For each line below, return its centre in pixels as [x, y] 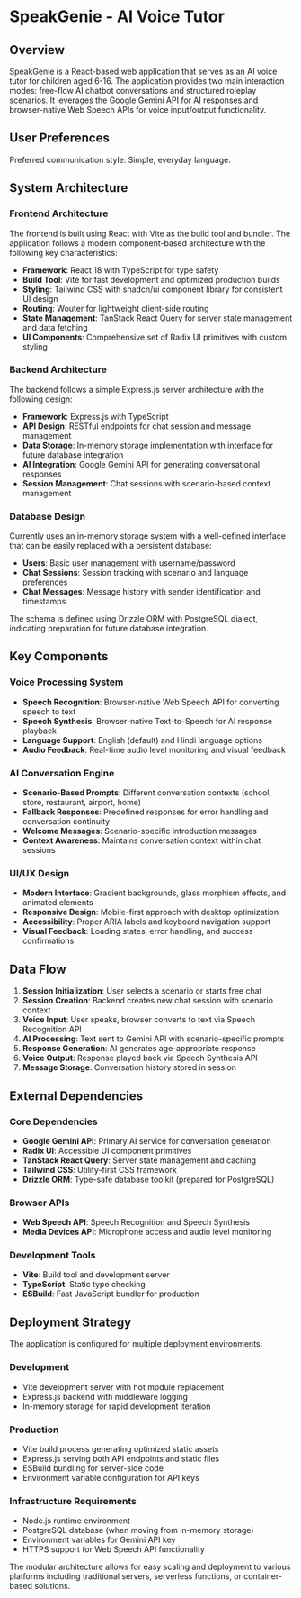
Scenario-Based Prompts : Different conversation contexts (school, [147, 793]
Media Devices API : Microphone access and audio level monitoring [147, 1232]
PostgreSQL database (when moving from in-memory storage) [138, 1530]
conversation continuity [66, 822]
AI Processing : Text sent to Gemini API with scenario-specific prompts [153, 1039]
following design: [41, 399]
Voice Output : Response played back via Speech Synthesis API [140, 1058]
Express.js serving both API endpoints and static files [121, 1458]
